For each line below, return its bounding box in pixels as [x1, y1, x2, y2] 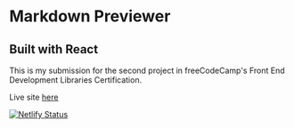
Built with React [9, 42, 99, 57]
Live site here [9, 92, 59, 102]
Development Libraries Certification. [9, 75, 143, 85]
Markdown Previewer [9, 6, 171, 27]
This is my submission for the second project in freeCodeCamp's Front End [9, 65, 285, 76]
